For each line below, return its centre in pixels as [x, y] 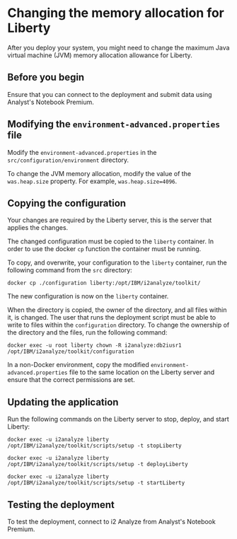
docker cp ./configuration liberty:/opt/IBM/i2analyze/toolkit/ [104, 283]
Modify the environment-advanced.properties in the [82, 152]
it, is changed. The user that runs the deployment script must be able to [112, 318]
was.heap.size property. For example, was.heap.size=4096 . [92, 181]
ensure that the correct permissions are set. [71, 380]
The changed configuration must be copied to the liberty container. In [111, 241]
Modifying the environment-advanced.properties [114, 124]
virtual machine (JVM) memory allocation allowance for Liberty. [100, 55]
